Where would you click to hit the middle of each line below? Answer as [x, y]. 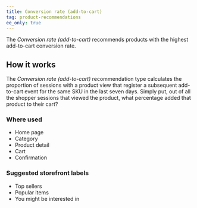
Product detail [32, 145]
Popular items [32, 192]
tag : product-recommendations [44, 17]
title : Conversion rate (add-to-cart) [54, 12]
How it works [31, 64]
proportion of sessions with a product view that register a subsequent [92, 85]
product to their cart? [32, 104]
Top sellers [28, 186]
